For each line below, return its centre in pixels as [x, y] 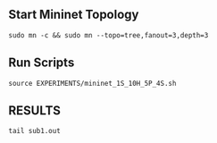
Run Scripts [42, 63]
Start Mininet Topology [74, 15]
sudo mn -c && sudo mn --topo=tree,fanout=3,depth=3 [108, 35]
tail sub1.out [35, 131]
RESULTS [35, 111]
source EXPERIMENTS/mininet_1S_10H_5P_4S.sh [92, 83]
